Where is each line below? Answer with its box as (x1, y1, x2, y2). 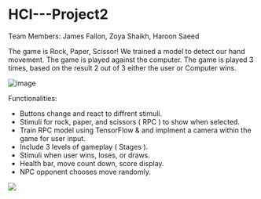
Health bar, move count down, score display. (19, 158, 164, 168)
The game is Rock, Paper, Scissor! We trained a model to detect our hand (8, 46, 245, 56)
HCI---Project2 (8, 5, 108, 24)
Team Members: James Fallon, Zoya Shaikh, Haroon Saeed (8, 31, 200, 41)
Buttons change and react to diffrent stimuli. (19, 108, 163, 118)
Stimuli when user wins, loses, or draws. (19, 150, 151, 160)
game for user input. (19, 133, 86, 143)
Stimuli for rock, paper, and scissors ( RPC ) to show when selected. (19, 117, 240, 126)
